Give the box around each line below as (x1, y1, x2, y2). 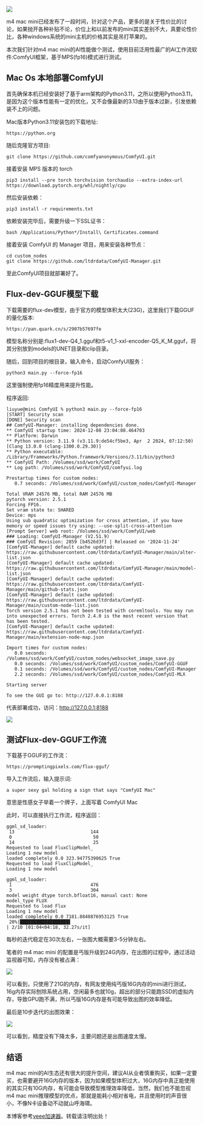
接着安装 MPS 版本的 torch (6, 165, 73, 172)
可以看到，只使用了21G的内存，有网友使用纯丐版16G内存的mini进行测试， (6, 980, 190, 987)
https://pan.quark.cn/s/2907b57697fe (6, 326, 102, 332)
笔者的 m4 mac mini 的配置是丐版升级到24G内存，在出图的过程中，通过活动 (6, 949, 196, 956)
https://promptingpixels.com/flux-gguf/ (6, 764, 110, 770)
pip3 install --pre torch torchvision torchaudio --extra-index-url (6, 177, 183, 183)
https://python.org (6, 130, 56, 136)
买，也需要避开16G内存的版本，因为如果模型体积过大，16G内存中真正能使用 (6, 1077, 195, 1084)
